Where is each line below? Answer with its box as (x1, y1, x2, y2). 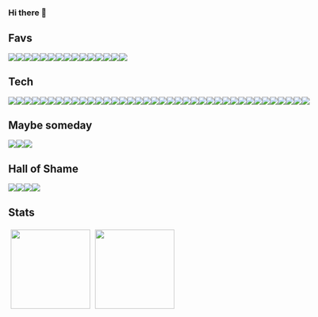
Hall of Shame (8, 162, 79, 175)
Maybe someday (8, 118, 93, 132)
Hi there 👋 (8, 7, 48, 18)
